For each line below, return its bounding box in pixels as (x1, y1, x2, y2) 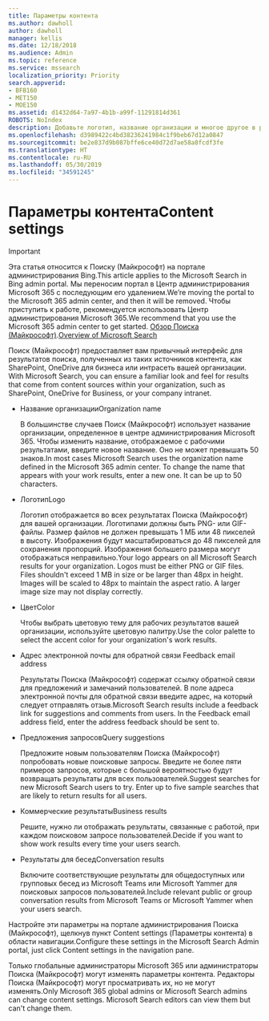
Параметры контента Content (8, 203, 214, 221)
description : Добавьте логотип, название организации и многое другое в (8, 124, 256, 132)
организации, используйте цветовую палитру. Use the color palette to (19, 626, 255, 636)
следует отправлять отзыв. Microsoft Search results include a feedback (19, 699, 259, 710)
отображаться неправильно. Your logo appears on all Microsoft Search (19, 553, 258, 562)
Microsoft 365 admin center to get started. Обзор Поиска (8, 322, 199, 331)
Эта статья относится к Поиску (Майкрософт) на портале (8, 261, 206, 271)
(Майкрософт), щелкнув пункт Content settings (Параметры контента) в (8, 928, 254, 938)
